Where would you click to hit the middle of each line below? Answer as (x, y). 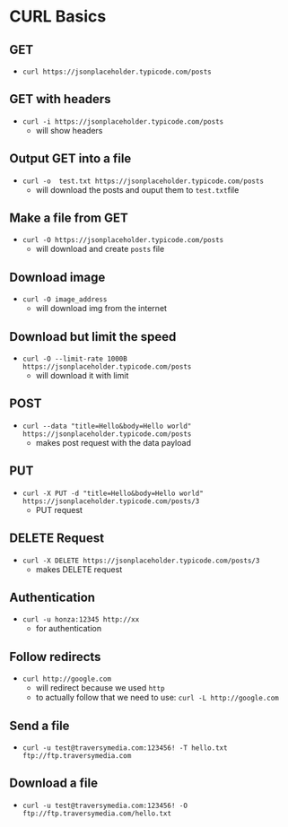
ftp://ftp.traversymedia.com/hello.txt (97, 814)
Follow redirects (55, 657)
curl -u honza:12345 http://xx (81, 620)
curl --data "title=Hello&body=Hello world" (107, 426)
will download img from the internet (101, 309)
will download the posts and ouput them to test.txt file (137, 189)
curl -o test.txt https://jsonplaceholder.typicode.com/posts (143, 181)
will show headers (69, 130)
